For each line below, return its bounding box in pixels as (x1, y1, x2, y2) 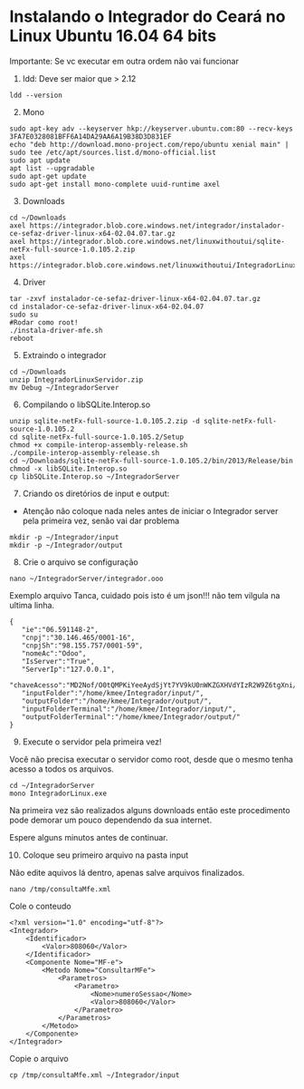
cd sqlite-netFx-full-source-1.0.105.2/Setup (9, 433, 184, 442)
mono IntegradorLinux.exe (9, 789, 107, 798)
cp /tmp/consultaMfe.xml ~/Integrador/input (9, 1070, 180, 1080)
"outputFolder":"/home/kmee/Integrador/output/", (21, 696, 213, 705)
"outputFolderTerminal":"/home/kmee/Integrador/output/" (21, 712, 242, 722)
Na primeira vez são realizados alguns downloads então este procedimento (9, 804, 291, 815)
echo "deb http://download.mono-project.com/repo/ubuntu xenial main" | (9, 140, 290, 149)
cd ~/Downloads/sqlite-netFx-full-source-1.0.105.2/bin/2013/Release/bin (9, 456, 294, 465)
